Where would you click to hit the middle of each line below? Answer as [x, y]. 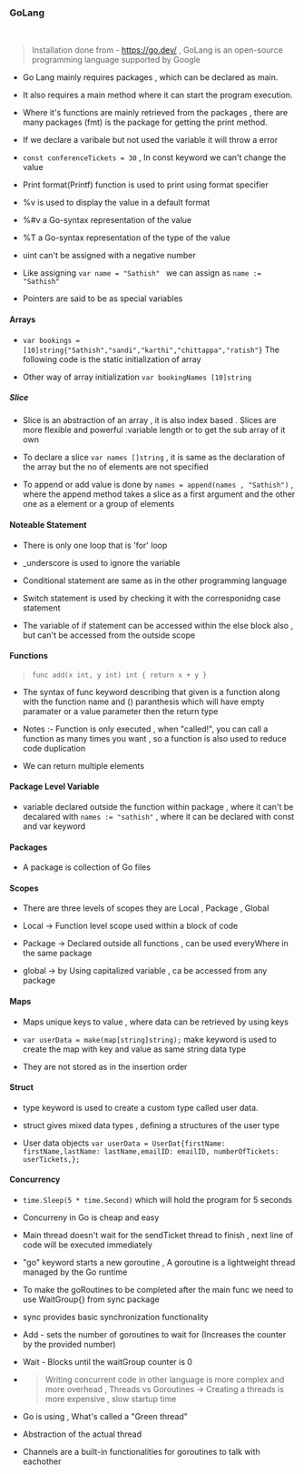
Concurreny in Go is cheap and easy [91, 1217]
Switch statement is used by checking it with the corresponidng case [152, 598]
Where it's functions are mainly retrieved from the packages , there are [155, 113]
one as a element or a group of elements [98, 504]
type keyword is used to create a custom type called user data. [140, 1107]
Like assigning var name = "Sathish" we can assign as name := [142, 273]
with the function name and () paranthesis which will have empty [143, 702]
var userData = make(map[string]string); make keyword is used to [149, 1039]
